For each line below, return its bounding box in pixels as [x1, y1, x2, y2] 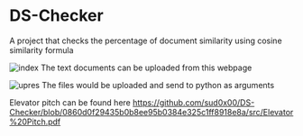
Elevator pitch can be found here [9, 96, 131, 108]
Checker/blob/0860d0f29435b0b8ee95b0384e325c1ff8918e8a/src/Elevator [9, 106, 294, 117]
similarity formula [9, 44, 74, 55]
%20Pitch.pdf [9, 116, 61, 127]
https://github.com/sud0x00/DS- [132, 96, 255, 108]
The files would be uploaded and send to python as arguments [41, 79, 275, 90]
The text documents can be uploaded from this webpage [40, 62, 252, 73]
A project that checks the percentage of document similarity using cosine [9, 35, 282, 46]
